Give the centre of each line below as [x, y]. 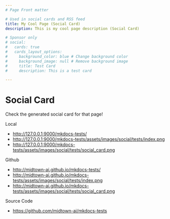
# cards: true [22, 47]
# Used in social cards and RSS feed [45, 19]
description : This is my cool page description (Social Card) [72, 28]
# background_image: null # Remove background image [67, 61]
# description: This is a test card [49, 71]
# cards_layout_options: [34, 52]
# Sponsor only [21, 38]
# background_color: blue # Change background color [67, 56]
